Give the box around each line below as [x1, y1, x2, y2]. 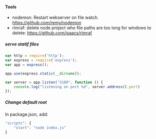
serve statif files [5, 41, 39, 47]
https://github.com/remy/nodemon [12, 20, 82, 26]
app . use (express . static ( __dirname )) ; [5, 71, 82, 76]
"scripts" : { [5, 121, 32, 126]
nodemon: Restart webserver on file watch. [12, 15, 99, 20]
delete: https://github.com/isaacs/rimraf [12, 30, 92, 36]
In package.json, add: [5, 111, 49, 117]
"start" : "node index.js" [14, 125, 67, 130]
